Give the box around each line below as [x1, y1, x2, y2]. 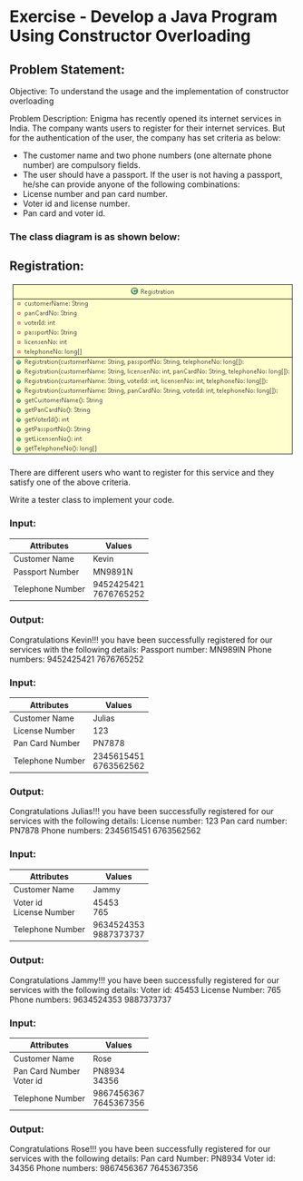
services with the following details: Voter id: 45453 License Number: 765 [9, 984, 281, 995]
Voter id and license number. [22, 198, 131, 209]
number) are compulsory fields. [22, 160, 141, 170]
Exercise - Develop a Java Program [9, 6, 279, 27]
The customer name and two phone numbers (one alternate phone [22, 150, 272, 161]
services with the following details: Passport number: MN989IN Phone [9, 644, 272, 654]
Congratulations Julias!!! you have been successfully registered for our [9, 806, 274, 817]
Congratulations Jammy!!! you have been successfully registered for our [9, 974, 279, 986]
